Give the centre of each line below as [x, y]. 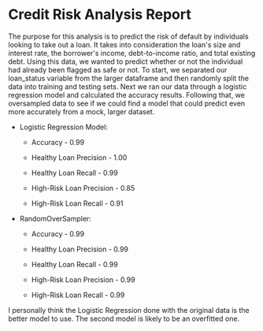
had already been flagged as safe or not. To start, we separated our [118, 69]
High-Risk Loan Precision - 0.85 [83, 188]
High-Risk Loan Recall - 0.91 [77, 203]
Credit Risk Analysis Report [100, 15]
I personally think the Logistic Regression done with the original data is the [129, 310]
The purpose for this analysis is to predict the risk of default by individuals [129, 36]
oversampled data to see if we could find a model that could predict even [127, 103]
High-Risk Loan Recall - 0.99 [78, 295]
